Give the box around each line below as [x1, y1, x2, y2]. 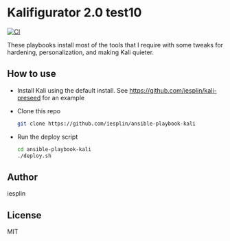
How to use [7, 68, 56, 80]
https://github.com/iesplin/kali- [129, 86, 218, 94]
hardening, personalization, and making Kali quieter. [7, 48, 154, 56]
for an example [42, 93, 84, 102]
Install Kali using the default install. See [16, 86, 128, 94]
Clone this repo [16, 106, 60, 115]
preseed [16, 93, 41, 102]
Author [7, 171, 38, 183]
